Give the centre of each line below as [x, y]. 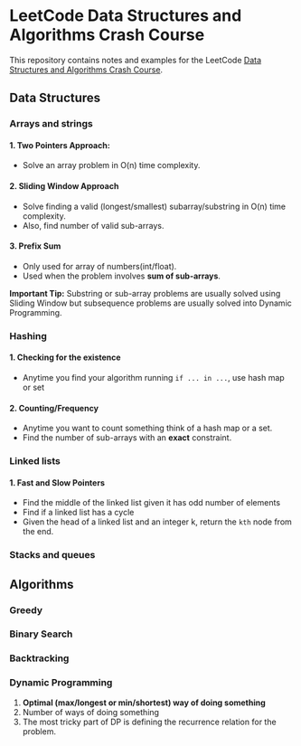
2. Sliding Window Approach [64, 186]
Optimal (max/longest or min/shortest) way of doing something [144, 703]
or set [33, 387]
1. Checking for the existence [65, 357]
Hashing [28, 335]
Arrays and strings [51, 124]
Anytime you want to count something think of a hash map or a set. [147, 428]
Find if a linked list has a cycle [78, 513]
